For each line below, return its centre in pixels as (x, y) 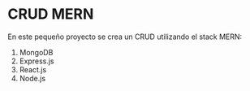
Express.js (37, 61)
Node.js (32, 78)
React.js (33, 69)
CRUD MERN (51, 14)
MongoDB (36, 52)
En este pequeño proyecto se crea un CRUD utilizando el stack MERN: (125, 37)
